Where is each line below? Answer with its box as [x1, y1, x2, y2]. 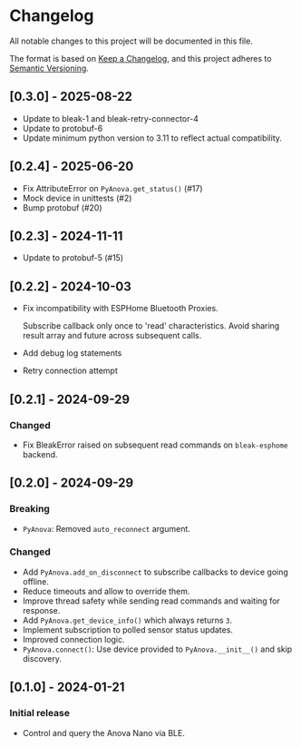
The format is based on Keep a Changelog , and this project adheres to [9, 53, 272, 64]
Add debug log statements [22, 348, 122, 359]
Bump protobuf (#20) [22, 201, 102, 213]
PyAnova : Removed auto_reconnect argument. [22, 523, 190, 534]
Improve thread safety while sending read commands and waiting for [22, 595, 281, 606]
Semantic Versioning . [9, 63, 89, 74]
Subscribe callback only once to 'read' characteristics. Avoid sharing [22, 320, 280, 331]
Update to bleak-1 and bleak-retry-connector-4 [22, 113, 199, 123]
